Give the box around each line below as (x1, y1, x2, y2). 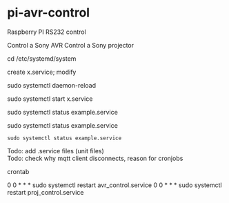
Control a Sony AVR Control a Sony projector (7, 41, 135, 49)
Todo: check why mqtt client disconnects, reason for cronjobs (7, 154, 183, 162)
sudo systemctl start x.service (7, 95, 93, 103)
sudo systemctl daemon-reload (7, 81, 97, 89)
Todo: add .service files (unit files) (7, 146, 105, 155)
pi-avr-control (7, 5, 90, 21)
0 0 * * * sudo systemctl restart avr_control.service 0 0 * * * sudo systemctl (7, 181, 222, 189)
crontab (7, 167, 30, 175)
